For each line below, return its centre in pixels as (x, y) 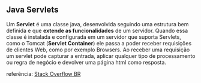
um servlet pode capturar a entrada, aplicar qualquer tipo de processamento (101, 56)
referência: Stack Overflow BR (43, 73)
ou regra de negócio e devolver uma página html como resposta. (86, 62)
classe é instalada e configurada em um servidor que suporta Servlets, (94, 37)
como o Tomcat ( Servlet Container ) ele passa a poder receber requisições (99, 43)
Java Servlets (32, 10)
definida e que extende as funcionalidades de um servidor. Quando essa (97, 30)
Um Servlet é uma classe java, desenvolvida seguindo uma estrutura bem (97, 24)
